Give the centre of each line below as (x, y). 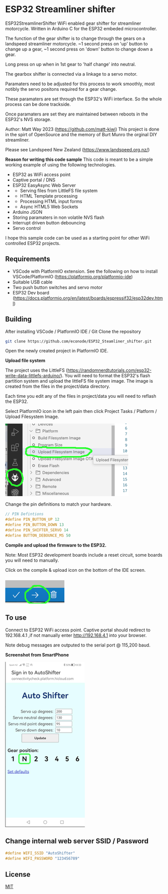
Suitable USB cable (32, 282)
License (18, 874)
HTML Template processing (49, 196)
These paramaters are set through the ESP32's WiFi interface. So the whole (83, 99)
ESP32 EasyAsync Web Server (44, 185)
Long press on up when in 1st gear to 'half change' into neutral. (71, 64)
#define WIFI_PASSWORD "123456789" (43, 859)
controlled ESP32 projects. (33, 243)
